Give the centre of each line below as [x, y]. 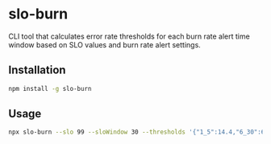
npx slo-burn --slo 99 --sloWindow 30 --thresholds [97, 132]
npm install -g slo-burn [50, 88]
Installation [37, 70]
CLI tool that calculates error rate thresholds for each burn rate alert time [129, 36]
